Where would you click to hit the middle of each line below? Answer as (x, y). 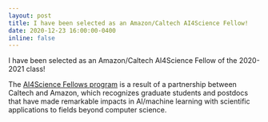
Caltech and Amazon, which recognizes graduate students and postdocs (128, 93)
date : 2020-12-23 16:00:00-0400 (62, 30)
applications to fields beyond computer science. (88, 110)
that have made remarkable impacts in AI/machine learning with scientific (129, 101)
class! (36, 69)
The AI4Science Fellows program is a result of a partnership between (123, 85)
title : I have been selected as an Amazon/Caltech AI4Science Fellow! (128, 23)
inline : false (32, 38)
